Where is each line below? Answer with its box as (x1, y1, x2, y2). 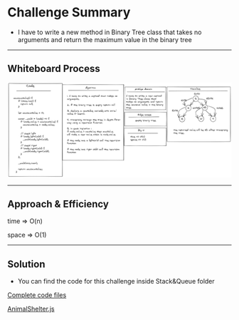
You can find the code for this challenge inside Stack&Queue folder (17, 277, 215, 286)
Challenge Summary (7, 4, 131, 21)
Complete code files (7, 291, 67, 299)
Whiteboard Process (7, 63, 101, 75)
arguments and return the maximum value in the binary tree (17, 35, 192, 43)
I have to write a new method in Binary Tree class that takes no (17, 28, 202, 36)
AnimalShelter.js (7, 304, 55, 314)
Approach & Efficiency (7, 197, 109, 210)
